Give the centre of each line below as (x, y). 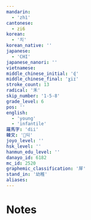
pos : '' (16, 107)
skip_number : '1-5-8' (33, 96)
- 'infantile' (29, 124)
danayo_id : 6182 (26, 157)
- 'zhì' (21, 17)
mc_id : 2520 (21, 163)
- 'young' (24, 118)
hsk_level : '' (24, 146)
